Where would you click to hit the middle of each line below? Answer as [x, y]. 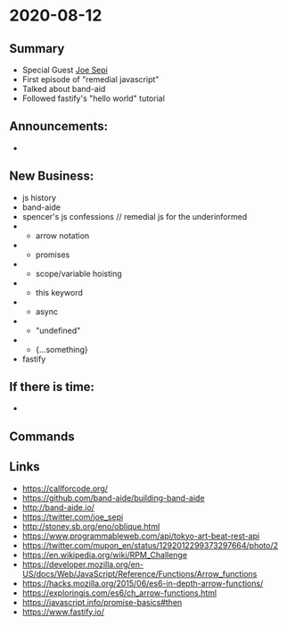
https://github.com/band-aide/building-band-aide [113, 497]
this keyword [59, 292]
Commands [42, 436]
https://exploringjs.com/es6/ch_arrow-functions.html [119, 593]
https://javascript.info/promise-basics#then [102, 602]
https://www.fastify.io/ [63, 612]
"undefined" [58, 330]
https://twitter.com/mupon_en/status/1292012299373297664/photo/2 [150, 545]
